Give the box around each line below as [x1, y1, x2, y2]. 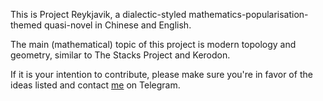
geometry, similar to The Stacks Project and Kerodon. [10, 49, 231, 61]
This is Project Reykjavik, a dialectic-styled [10, 9, 187, 20]
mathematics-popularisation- [188, 9, 309, 20]
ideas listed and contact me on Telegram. [10, 79, 181, 91]
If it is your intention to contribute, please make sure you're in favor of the [10, 69, 313, 80]
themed [10, 19, 43, 31]
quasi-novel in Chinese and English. [43, 19, 192, 31]
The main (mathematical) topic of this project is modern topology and [10, 39, 297, 50]
